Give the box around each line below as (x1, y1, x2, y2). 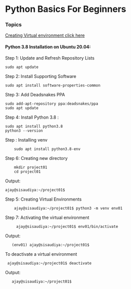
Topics (5, 21, 22, 28)
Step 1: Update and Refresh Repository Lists (5, 55, 95, 61)
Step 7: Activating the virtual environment (5, 215, 89, 220)
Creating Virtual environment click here (5, 32, 85, 38)
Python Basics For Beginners (5, 3, 127, 15)
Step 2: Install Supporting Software (5, 73, 77, 79)
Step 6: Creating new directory (5, 155, 68, 161)
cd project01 (14, 169, 41, 174)
